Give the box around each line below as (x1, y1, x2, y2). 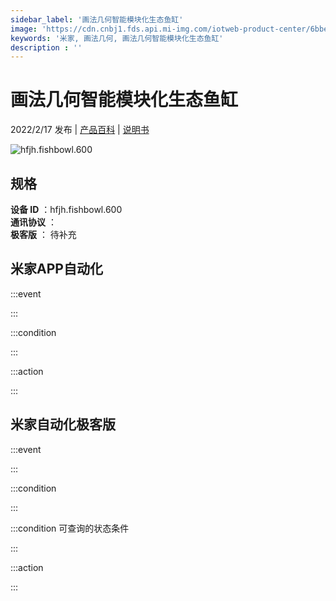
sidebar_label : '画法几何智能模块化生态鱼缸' (10, 14, 184, 25)
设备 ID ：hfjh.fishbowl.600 (10, 204, 123, 215)
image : (10, 24, 38, 34)
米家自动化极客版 (10, 416, 116, 433)
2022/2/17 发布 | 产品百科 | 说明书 (10, 124, 150, 136)
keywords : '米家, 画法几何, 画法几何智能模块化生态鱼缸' (10, 33, 224, 43)
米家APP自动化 (10, 261, 103, 278)
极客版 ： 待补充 (10, 229, 77, 240)
